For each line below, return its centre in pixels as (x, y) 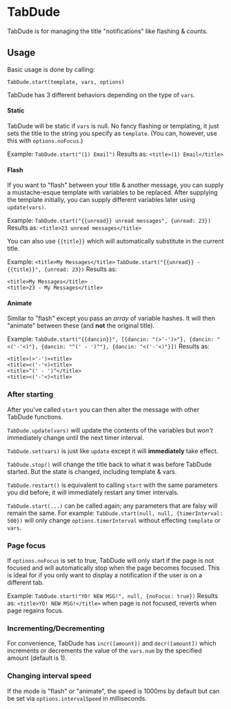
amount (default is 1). (37, 658)
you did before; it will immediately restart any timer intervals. (93, 492)
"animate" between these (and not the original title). (81, 326)
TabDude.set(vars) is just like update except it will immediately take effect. (113, 451)
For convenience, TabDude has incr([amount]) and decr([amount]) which (112, 643)
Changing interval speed (49, 676)
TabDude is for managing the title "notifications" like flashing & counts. (108, 31)
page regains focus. (36, 610)
